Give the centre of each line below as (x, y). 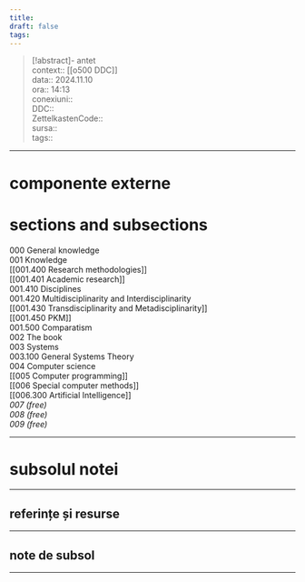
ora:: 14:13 (51, 90)
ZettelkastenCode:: (67, 118)
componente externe (90, 183)
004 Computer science (53, 366)
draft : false (34, 26)
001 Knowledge (39, 259)
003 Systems (34, 346)
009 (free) (29, 424)
